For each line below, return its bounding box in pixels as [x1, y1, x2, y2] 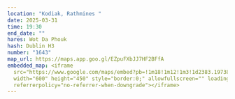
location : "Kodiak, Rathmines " [7, 10, 101, 17]
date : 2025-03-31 [7, 17, 58, 24]
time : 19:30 [7, 23, 42, 30]
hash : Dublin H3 [7, 43, 55, 49]
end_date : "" [7, 29, 45, 37]
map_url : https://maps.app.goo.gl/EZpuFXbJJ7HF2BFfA [7, 56, 164, 63]
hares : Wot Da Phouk [7, 36, 68, 43]
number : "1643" [7, 49, 52, 56]
